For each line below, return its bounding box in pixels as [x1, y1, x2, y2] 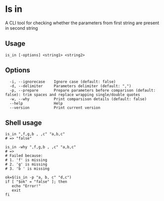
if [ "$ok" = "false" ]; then [5, 179, 68, 184]
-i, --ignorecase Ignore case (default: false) [9, 79, 116, 84]
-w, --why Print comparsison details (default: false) [9, 97, 147, 101]
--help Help [9, 100, 63, 106]
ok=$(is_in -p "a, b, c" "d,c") [5, 175, 72, 180]
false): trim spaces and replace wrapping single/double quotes [5, 92, 140, 97]
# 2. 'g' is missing [5, 162, 48, 167]
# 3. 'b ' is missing [5, 166, 50, 171]
